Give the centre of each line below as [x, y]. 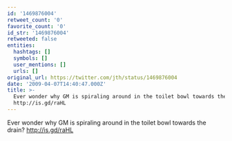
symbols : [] [31, 58]
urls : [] [26, 71]
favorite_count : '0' [37, 26]
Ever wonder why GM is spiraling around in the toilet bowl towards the [107, 122]
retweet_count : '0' [35, 20]
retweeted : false [32, 39]
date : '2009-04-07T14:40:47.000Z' [57, 84]
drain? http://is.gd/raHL [40, 130]
